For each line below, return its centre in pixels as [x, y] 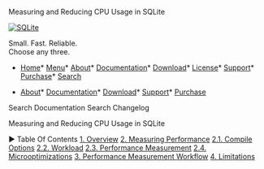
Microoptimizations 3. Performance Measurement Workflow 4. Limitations [132, 156]
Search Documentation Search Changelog [79, 108]
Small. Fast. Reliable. [43, 43]
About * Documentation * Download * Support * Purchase [113, 92]
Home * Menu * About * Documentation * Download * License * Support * [137, 67]
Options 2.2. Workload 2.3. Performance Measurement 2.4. [108, 148]
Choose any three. [39, 52]
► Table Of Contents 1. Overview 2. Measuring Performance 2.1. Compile [130, 139]
